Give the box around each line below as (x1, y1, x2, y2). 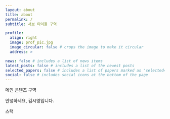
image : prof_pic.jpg (10, 40, 53, 45)
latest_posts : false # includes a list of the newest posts (5, 63, 135, 68)
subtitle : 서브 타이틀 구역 (5, 21, 57, 27)
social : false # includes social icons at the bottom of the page (5, 73, 148, 78)
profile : (5, 31, 24, 36)
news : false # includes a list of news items (5, 58, 103, 64)
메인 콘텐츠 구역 (5, 87, 37, 93)
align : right (10, 35, 37, 40)
